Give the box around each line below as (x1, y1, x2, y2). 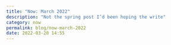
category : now (6, 19, 42, 25)
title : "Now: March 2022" (6, 8, 70, 15)
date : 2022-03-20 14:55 (6, 30, 65, 36)
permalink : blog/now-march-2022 (6, 25, 86, 31)
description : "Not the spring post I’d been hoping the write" (6, 14, 166, 20)
